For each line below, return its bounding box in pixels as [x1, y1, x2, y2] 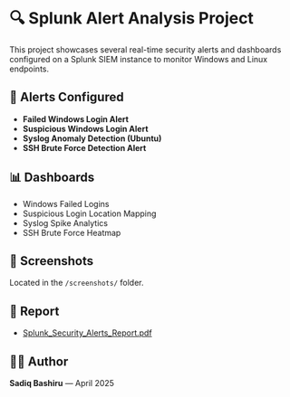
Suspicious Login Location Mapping [22, 208, 157, 219]
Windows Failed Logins [22, 198, 110, 209]
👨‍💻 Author [9, 354, 69, 369]
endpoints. [9, 63, 50, 74]
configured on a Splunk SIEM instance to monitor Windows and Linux [9, 53, 268, 64]
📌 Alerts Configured [9, 90, 124, 105]
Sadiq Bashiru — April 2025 [9, 378, 115, 388]
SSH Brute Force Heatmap [22, 227, 121, 238]
